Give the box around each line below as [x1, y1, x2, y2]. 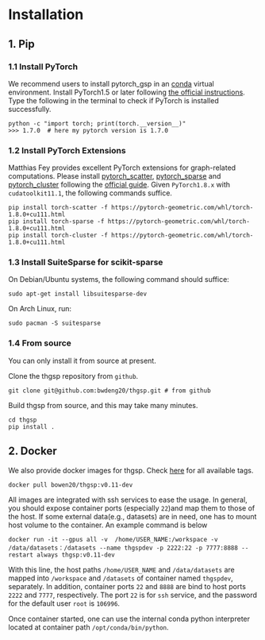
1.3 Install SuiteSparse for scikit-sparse [8, 256, 163, 268]
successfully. [8, 104, 52, 114]
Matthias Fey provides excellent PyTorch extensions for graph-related [8, 163, 236, 172]
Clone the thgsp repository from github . [8, 371, 139, 380]
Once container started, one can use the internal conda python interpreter [8, 614, 251, 623]
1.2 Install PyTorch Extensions [8, 145, 126, 156]
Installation [8, 6, 84, 24]
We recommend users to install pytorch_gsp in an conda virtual [8, 79, 214, 88]
